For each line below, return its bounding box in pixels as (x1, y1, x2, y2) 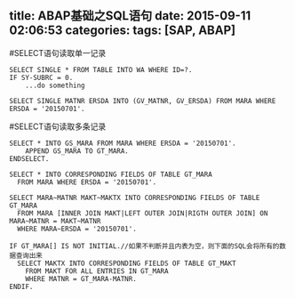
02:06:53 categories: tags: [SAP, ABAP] (9, 23, 236, 38)
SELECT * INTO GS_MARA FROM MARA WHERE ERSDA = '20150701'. (9, 139, 237, 148)
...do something (25, 81, 86, 90)
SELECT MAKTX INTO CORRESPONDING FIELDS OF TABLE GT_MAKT (17, 259, 237, 268)
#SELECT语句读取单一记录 (9, 47, 107, 58)
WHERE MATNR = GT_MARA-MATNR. (25, 274, 138, 283)
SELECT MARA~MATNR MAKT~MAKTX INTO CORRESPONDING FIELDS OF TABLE (9, 193, 260, 202)
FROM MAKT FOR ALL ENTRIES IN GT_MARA (25, 266, 169, 276)
